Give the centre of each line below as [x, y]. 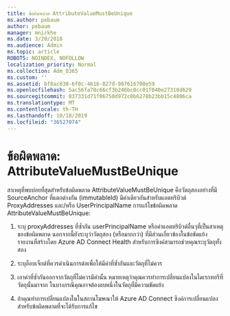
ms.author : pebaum [33, 20]
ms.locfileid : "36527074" [44, 122]
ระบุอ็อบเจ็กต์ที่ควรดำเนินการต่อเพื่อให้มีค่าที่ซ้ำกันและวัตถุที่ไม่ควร [90, 263]
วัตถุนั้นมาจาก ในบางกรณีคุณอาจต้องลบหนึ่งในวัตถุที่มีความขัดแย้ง [90, 285]
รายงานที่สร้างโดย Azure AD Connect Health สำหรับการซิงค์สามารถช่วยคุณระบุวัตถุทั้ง [119, 242]
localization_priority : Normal [52, 65]
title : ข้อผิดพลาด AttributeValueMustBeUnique [70, 13]
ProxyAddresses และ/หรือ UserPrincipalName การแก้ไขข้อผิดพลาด [92, 205]
